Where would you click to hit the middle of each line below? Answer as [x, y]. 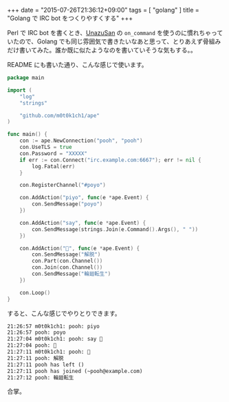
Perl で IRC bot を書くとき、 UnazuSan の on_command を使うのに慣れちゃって [115, 33]
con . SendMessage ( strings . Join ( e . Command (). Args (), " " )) [115, 229]
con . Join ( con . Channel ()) [67, 268]
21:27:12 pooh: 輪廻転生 [41, 378]
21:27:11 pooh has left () [46, 365]
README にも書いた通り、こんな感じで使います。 [77, 64]
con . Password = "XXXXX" [54, 153]
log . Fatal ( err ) [54, 166]
